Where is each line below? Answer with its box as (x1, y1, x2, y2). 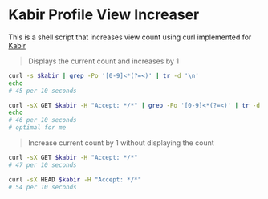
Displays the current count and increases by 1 (27, 56, 179, 66)
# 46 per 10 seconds (8, 116, 78, 124)
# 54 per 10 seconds (8, 183, 78, 191)
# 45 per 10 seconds (8, 87, 78, 95)
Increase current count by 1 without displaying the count (27, 138, 214, 148)
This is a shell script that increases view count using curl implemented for (8, 32, 252, 42)
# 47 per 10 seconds (8, 160, 78, 169)
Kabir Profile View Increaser (8, 6, 200, 24)
